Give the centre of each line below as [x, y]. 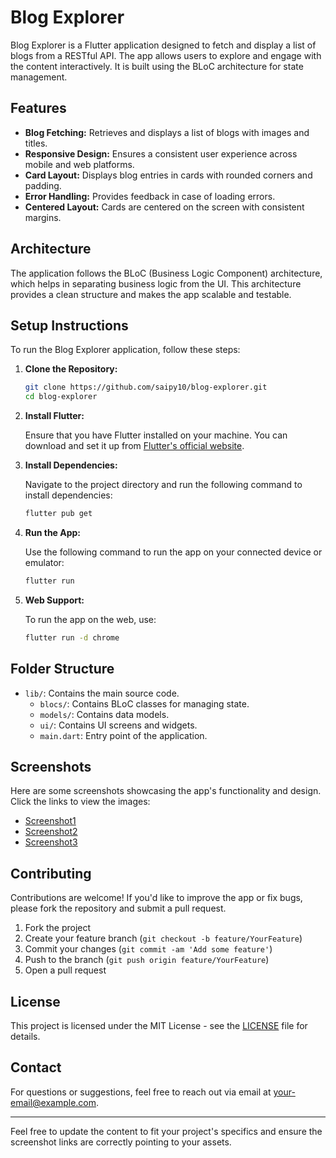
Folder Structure [62, 669]
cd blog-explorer [61, 397]
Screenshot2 [51, 832]
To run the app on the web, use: [90, 619]
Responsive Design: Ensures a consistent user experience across [161, 153]
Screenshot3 [51, 842]
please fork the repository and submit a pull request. [118, 908]
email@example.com [53, 1102]
